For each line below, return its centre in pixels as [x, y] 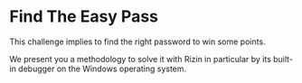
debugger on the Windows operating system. [102, 69]
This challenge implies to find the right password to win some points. [137, 41]
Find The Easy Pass [84, 17]
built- [283, 59]
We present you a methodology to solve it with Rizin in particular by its [140, 59]
